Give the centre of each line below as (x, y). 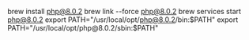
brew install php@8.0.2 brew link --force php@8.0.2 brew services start (124, 11)
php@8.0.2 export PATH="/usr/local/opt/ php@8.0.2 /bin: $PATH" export (123, 20)
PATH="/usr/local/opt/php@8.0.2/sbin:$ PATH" (83, 28)
